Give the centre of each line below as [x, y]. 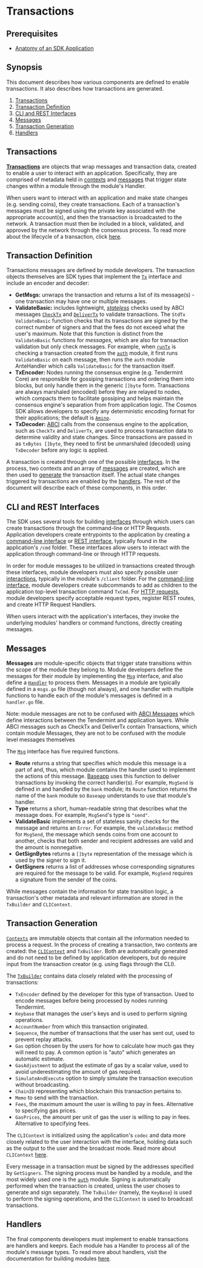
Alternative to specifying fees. [52, 1123]
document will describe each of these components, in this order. [87, 488]
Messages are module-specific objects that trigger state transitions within [99, 663]
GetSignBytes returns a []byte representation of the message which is [104, 854]
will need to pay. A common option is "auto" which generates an [95, 1052]
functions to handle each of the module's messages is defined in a [89, 696]
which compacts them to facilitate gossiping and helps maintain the [99, 398]
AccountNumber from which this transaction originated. [82, 1026]
